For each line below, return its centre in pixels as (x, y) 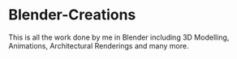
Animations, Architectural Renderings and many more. (99, 45)
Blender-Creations (72, 15)
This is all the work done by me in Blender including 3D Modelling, (119, 37)
